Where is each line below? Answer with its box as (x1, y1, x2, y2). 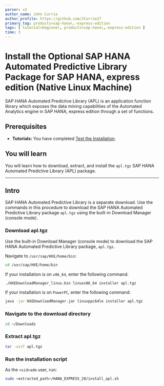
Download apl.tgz (5, 227, 48, 234)
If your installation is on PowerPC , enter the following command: (5, 289, 131, 295)
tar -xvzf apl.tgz (5, 344, 42, 349)
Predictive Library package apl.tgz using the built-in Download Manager (5, 210, 151, 216)
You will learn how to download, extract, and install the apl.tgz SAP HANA (5, 163, 155, 168)
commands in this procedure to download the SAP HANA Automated (5, 204, 143, 210)
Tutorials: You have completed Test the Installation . (12, 135, 116, 142)
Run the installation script (5, 356, 67, 363)
